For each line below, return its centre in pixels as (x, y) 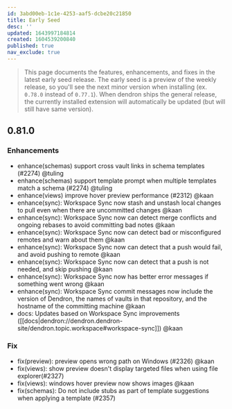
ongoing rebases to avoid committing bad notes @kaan (96, 225)
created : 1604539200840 (42, 40)
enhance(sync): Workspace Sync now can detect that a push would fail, (120, 247)
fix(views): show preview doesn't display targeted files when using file (117, 368)
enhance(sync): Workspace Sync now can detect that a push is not (113, 262)
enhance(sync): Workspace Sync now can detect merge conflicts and (117, 217)
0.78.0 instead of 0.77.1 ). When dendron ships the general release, (120, 94)
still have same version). (59, 109)
